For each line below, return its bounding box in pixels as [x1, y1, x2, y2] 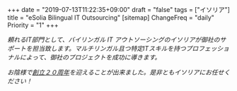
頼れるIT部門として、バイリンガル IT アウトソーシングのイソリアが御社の [7, 35, 221, 44]
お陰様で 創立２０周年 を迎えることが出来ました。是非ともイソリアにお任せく [7, 68, 231, 76]
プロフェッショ [185, 44, 230, 52]
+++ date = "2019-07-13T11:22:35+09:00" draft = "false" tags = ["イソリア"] [7, 6, 230, 13]
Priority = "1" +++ [7, 21, 59, 29]
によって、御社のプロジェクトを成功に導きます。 [19, 53, 161, 61]
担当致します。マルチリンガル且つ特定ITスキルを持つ [31, 44, 186, 52]
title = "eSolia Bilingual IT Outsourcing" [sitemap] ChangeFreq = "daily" [7, 13, 214, 22]
